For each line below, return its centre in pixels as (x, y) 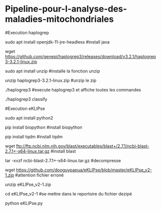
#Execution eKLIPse (25, 108)
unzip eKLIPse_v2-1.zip (28, 184)
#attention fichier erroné (40, 175)
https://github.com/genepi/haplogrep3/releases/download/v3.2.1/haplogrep (80, 56)
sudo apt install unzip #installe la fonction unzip (53, 71)
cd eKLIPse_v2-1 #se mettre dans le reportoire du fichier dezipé (69, 194)
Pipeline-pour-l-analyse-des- (66, 9)
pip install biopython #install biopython (44, 127)
